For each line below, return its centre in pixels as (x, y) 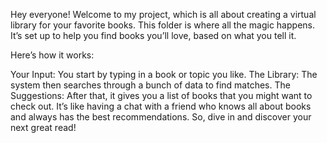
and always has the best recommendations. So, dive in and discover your (161, 117)
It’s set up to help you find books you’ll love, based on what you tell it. (153, 35)
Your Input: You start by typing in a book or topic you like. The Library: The (164, 74)
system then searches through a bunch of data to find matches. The (150, 85)
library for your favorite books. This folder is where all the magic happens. (162, 25)
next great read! (43, 127)
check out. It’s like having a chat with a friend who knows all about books (161, 106)
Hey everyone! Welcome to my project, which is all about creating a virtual (163, 14)
